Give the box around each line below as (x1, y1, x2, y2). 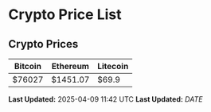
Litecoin (96, 61, 129, 71)
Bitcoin (14, 61, 42, 71)
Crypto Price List (8, 6, 122, 24)
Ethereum (51, 61, 90, 71)
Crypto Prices (8, 37, 79, 51)
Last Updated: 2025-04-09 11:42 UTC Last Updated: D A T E (8, 95, 203, 104)
